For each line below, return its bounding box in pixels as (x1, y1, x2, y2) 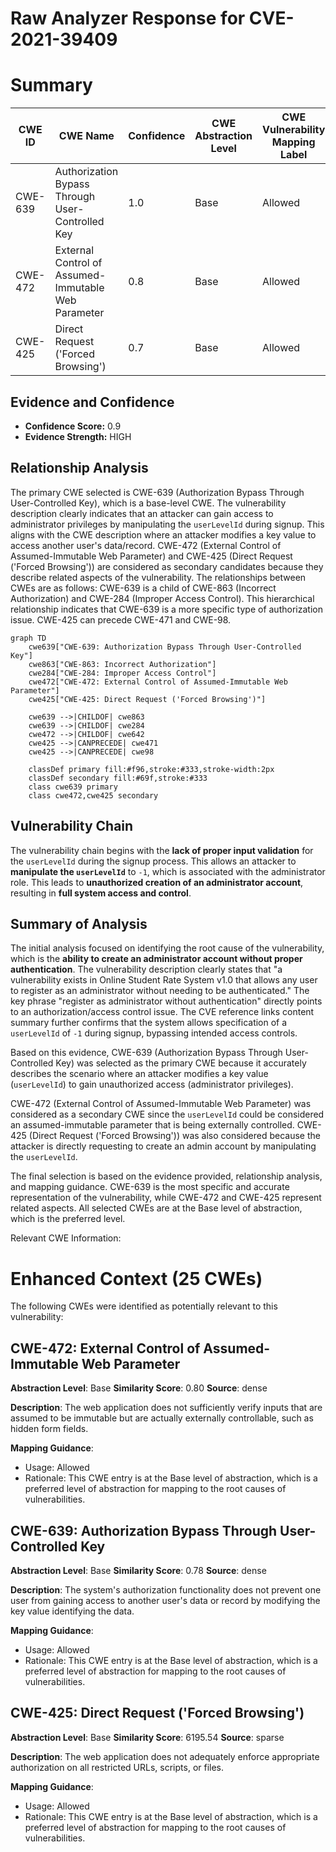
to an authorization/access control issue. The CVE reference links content (10, 1006, 315, 1018)
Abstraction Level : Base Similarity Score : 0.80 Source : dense (10, 1382, 268, 1394)
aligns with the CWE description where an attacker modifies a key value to (10, 528, 317, 541)
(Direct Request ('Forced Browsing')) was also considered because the (28, 1130, 321, 1142)
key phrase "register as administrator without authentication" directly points (10, 995, 323, 1007)
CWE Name (58, 129, 115, 143)
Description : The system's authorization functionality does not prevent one (10, 1583, 322, 1596)
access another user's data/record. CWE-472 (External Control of (10, 539, 282, 551)
